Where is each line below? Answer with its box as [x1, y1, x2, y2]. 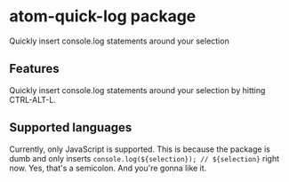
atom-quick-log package [9, 6, 197, 27]
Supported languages [9, 120, 132, 135]
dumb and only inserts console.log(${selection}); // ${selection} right [9, 153, 280, 163]
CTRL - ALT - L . [9, 94, 56, 105]
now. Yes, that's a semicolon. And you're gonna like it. [9, 162, 207, 173]
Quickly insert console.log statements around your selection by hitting [9, 84, 266, 95]
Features [9, 61, 60, 76]
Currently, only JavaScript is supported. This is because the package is [9, 144, 271, 154]
